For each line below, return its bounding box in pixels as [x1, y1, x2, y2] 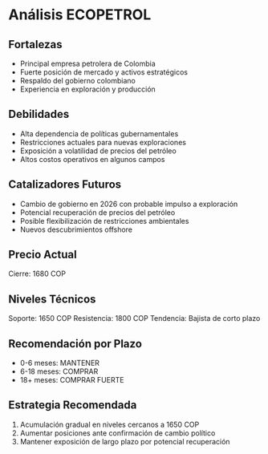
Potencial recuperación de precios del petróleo [19, 207, 176, 217]
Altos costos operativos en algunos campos [19, 154, 165, 164]
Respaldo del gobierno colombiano [19, 76, 136, 85]
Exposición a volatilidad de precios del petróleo [19, 146, 177, 156]
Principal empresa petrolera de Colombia [19, 59, 156, 68]
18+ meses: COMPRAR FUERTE [19, 375, 124, 385]
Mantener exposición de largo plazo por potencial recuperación [19, 436, 230, 446]
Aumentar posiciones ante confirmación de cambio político [19, 428, 216, 438]
